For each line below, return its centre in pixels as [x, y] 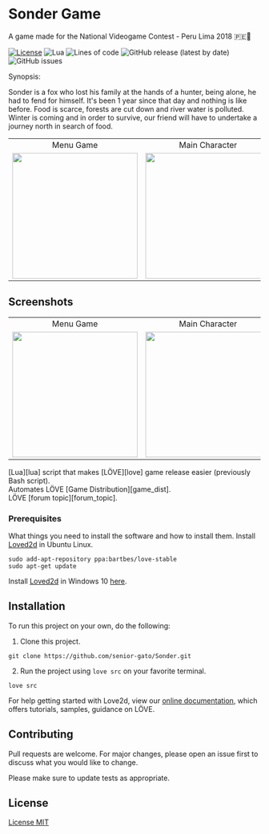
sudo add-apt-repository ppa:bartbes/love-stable [93, 559]
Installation [37, 606]
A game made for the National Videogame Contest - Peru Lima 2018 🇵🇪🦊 [130, 36]
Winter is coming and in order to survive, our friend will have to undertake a [133, 117]
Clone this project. [50, 641]
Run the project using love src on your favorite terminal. [113, 671]
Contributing [41, 735]
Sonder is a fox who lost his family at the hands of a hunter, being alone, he [132, 92]
